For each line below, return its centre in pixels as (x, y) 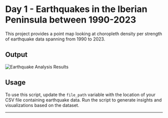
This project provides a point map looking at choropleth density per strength (84, 33)
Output (16, 55)
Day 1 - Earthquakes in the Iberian (76, 9)
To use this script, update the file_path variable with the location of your (80, 94)
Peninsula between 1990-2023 (71, 20)
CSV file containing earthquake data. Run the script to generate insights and (83, 100)
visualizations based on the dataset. (42, 105)
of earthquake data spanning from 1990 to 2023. (55, 39)
